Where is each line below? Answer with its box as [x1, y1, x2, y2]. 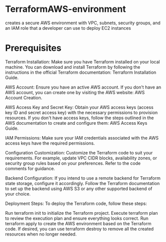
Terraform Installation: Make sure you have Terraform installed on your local [5, 58, 160, 65]
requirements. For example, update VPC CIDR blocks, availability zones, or [5, 155, 157, 161]
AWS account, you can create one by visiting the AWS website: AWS [5, 89, 145, 95]
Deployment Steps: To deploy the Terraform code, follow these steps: [5, 200, 147, 206]
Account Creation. [5, 95, 43, 100]
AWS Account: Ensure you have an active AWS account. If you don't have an [5, 84, 162, 90]
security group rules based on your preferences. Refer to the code [5, 160, 141, 166]
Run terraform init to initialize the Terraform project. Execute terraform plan [5, 210, 158, 216]
